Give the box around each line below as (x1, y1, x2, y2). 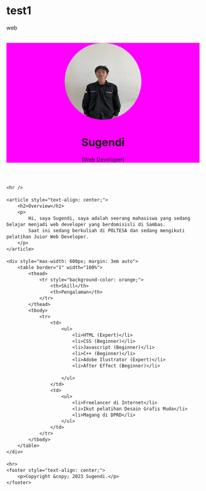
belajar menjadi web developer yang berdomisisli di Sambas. (6, 221, 166, 227)
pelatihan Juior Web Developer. (6, 234, 89, 240)
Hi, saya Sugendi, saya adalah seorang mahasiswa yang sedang (28, 215, 191, 221)
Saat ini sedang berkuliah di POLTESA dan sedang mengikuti (28, 227, 185, 234)
